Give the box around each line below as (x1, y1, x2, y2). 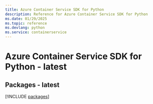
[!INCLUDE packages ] (5, 94, 50, 99)
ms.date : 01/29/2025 (5, 16, 48, 21)
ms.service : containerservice (5, 30, 67, 35)
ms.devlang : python (5, 25, 45, 30)
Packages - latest (5, 81, 60, 89)
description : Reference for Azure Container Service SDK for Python (5, 12, 148, 17)
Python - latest (5, 62, 67, 72)
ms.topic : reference (5, 21, 48, 26)
